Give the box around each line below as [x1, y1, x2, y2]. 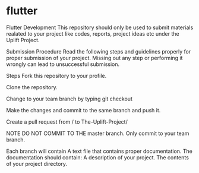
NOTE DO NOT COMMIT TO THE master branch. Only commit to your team [6, 130, 189, 137]
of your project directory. [6, 160, 67, 167]
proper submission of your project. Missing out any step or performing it [6, 54, 183, 61]
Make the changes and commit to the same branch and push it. [6, 106, 161, 114]
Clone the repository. [6, 83, 58, 90]
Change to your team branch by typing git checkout [6, 95, 132, 102]
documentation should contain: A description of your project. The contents [6, 153, 189, 161]
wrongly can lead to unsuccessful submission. [6, 61, 120, 68]
